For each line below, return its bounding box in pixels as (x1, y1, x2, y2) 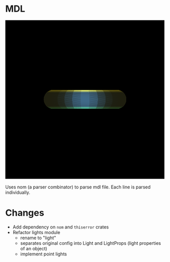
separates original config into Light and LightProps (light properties (20, 240, 161, 246)
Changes (5, 207, 44, 219)
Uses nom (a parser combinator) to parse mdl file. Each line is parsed (5, 184, 151, 190)
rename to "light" (20, 235, 56, 241)
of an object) (20, 245, 47, 251)
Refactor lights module (12, 229, 61, 235)
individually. (5, 189, 31, 195)
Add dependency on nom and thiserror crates (12, 224, 109, 230)
